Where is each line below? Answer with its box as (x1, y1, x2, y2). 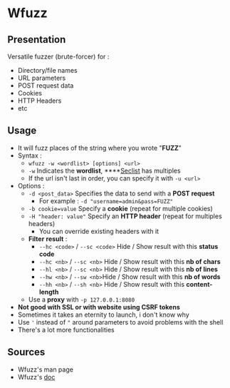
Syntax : (17, 151, 43, 160)
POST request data (17, 81, 74, 90)
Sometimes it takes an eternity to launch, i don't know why (17, 310, 190, 319)
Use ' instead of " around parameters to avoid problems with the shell (17, 317, 224, 326)
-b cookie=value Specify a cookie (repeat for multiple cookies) (28, 204, 214, 213)
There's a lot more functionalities (17, 325, 115, 334)
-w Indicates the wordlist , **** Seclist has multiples (28, 166, 181, 175)
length (38, 287, 59, 296)
